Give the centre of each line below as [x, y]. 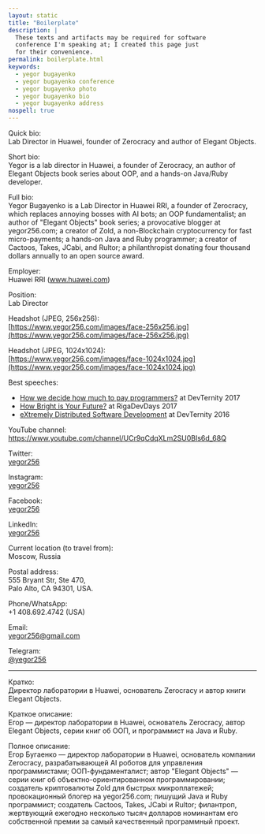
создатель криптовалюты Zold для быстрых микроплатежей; [111, 788]
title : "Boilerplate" [44, 23]
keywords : [24, 67]
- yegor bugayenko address [60, 103]
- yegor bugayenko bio [52, 96]
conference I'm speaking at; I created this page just [107, 45]
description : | [33, 30]
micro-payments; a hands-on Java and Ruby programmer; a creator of [123, 239]
